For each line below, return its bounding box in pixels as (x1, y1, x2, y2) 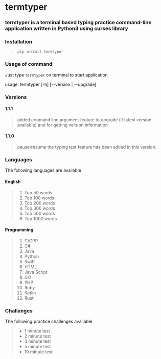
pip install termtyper (17, 50, 64, 54)
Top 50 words (24, 189, 53, 195)
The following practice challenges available (5, 318, 92, 325)
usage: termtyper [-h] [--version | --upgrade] (5, 81, 97, 87)
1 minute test (24, 328, 50, 334)
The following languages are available (5, 167, 82, 173)
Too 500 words (24, 210, 55, 216)
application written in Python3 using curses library (5, 25, 128, 32)
